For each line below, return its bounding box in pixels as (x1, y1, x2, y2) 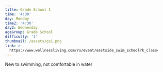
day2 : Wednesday (5, 25, 38, 30)
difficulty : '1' (5, 35, 38, 39)
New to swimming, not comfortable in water (5, 61, 93, 67)
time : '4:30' (5, 12, 32, 17)
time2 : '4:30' (5, 20, 34, 26)
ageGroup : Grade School (5, 30, 53, 35)
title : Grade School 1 (5, 7, 51, 12)
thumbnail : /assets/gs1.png (5, 39, 62, 44)
